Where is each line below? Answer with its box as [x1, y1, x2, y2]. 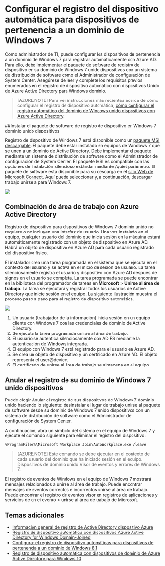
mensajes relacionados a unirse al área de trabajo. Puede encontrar [5, 481, 143, 487]
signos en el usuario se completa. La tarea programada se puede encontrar [5, 275, 158, 281]
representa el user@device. [12, 356, 69, 363]
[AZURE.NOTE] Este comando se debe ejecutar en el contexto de [17, 451, 150, 457]
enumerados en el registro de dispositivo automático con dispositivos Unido [5, 82, 160, 88]
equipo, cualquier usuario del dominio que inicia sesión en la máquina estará [5, 234, 161, 240]
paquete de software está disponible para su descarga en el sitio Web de [5, 168, 154, 174]
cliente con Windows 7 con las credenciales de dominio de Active [12, 320, 146, 326]
